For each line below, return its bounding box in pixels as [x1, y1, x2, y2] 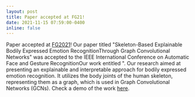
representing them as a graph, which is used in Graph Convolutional [6, 79, 170, 86]
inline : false [6, 25, 41, 31]
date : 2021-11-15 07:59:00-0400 [6, 19, 85, 25]
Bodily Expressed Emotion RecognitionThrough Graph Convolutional [6, 48, 170, 55]
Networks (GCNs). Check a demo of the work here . [6, 85, 130, 92]
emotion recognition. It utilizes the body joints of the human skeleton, [6, 72, 173, 79]
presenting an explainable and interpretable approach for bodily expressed [6, 66, 187, 73]
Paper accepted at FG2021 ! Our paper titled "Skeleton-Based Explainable [6, 41, 183, 48]
